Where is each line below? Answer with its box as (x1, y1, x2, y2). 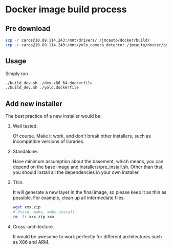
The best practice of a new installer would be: (5, 113, 102, 119)
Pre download (5, 24, 51, 33)
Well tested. (12, 123, 38, 129)
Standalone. (12, 148, 38, 155)
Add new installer (5, 99, 62, 108)
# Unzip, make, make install (12, 209, 75, 215)
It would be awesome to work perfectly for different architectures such (12, 233, 162, 240)
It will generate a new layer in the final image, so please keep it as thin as (12, 189, 167, 195)
